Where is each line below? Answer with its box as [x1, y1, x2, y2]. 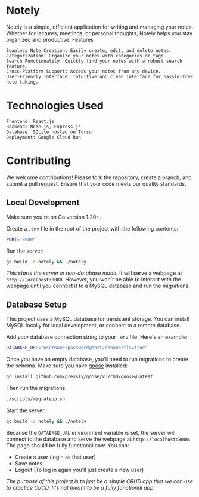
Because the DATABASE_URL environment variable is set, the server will [6, 429, 176, 436]
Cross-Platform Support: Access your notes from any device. [6, 68, 161, 75]
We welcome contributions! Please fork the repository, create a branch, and [6, 174, 192, 181]
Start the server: [6, 407, 46, 414]
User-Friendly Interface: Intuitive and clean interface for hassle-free [6, 73, 194, 79]
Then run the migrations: [6, 384, 67, 391]
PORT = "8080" [6, 237, 36, 243]
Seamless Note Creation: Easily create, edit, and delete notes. [6, 47, 172, 54]
